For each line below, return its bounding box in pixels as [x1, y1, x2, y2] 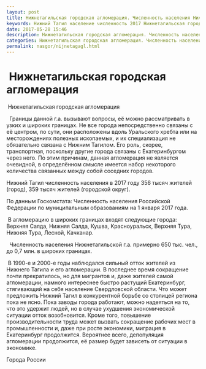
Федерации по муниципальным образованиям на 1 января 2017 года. [6, 204, 188, 211]
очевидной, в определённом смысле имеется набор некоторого [6, 160, 176, 168]
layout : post [6, 9, 40, 15]
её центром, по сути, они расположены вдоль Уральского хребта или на [6, 128, 197, 135]
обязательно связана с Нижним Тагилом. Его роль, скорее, [6, 141, 163, 148]
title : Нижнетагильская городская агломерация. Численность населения [6, 15, 191, 21]
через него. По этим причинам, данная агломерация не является [6, 154, 178, 161]
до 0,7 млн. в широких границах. [6, 247, 93, 255]
